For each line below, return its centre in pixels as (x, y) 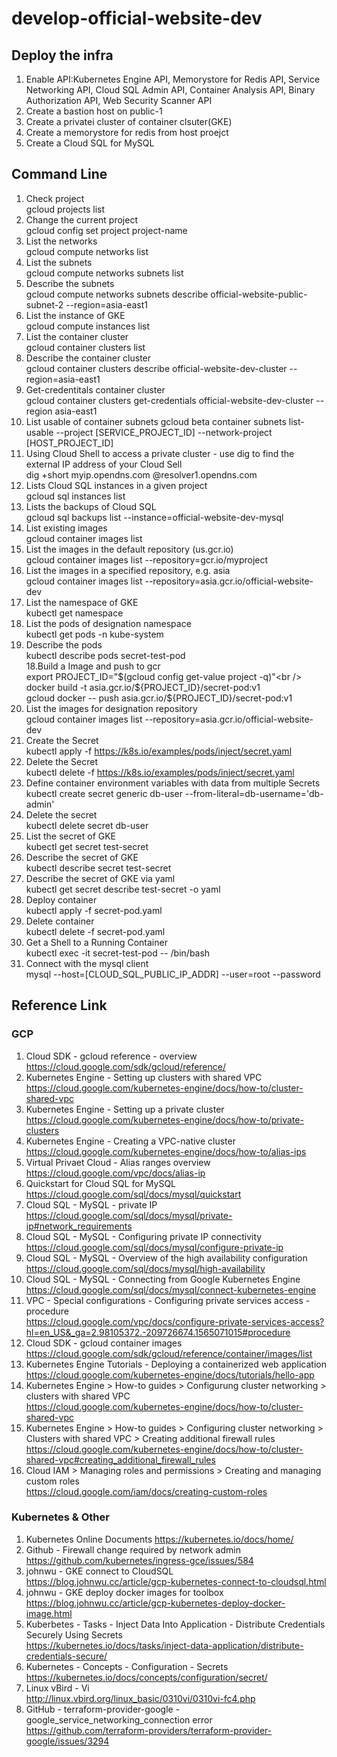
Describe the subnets (70, 283)
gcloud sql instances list (75, 496)
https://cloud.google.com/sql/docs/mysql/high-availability (145, 1268)
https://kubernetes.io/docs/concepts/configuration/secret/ (146, 1677)
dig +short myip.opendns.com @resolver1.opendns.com (141, 474)
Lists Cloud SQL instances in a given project (116, 485)
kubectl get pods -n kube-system (94, 634)
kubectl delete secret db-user (87, 825)
